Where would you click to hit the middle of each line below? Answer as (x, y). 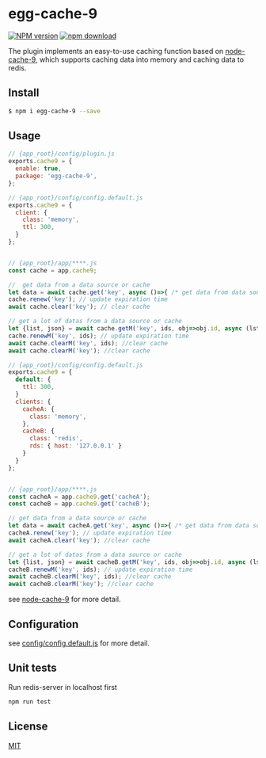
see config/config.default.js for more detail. (79, 643)
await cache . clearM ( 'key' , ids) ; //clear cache (88, 343)
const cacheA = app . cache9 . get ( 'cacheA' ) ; (79, 497)
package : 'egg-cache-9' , (56, 176)
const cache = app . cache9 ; (53, 270)
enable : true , (38, 169)
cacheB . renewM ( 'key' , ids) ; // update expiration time (101, 569)
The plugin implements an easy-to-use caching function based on (116, 51)
